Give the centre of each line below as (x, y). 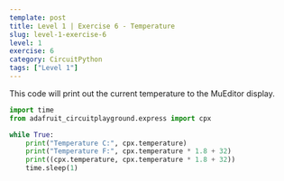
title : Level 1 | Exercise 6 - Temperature (92, 26)
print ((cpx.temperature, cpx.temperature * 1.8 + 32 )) (131, 160)
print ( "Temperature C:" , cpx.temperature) (106, 143)
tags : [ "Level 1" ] (44, 68)
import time (32, 110)
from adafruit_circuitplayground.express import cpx (110, 118)
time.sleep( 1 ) (52, 168)
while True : (32, 135)
